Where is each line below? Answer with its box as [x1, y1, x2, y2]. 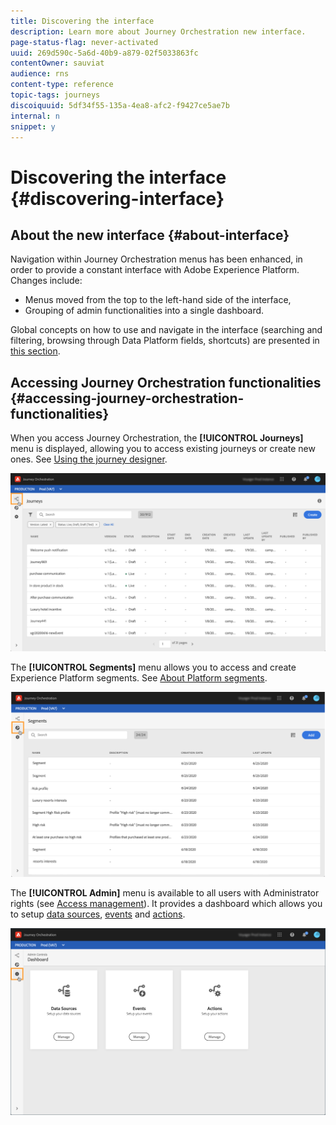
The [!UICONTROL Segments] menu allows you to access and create [10, 661, 297, 673]
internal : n [10, 111, 60, 121]
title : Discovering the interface [10, 16, 155, 26]
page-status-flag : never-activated [10, 37, 159, 47]
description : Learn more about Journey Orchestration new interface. [10, 26, 307, 37]
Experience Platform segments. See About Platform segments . [10, 671, 268, 684]
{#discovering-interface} [10, 187, 225, 210]
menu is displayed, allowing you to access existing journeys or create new [10, 443, 316, 455]
